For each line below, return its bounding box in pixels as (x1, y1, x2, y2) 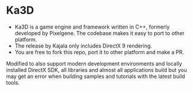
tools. (6, 79, 20, 86)
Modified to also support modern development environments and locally (6, 60, 182, 67)
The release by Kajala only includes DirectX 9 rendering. (14, 42, 152, 49)
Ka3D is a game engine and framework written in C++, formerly (14, 23, 170, 30)
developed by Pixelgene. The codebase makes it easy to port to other (14, 29, 185, 36)
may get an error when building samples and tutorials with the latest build (6, 73, 185, 80)
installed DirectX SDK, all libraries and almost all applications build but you (6, 66, 188, 73)
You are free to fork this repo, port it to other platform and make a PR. (14, 48, 185, 55)
